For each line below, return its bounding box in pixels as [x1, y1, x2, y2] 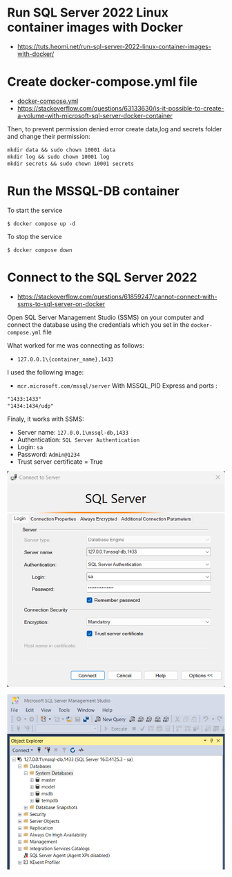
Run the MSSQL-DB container [7, 183, 180, 199]
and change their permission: [7, 132, 91, 140]
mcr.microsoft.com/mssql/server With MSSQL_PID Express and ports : [17, 381, 217, 390]
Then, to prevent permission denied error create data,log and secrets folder [7, 124, 222, 133]
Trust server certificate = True [17, 458, 104, 466]
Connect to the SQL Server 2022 [7, 270, 197, 285]
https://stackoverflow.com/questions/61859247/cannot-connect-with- [17, 292, 217, 301]
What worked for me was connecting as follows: [7, 341, 144, 350]
